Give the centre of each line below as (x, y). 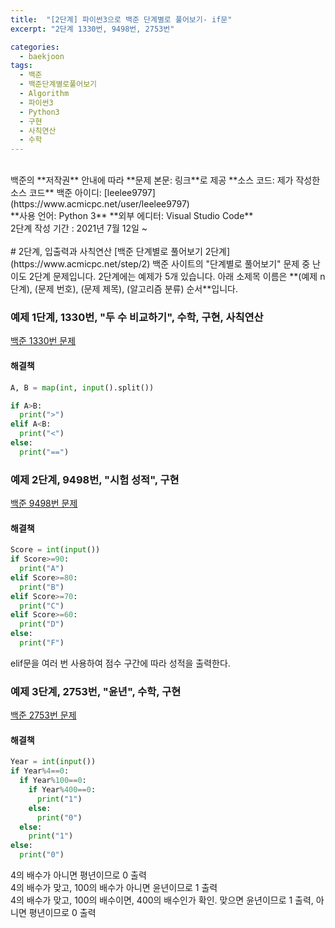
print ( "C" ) (42, 606)
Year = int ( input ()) (53, 762)
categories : (35, 47)
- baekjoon (42, 56)
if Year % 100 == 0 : (53, 781)
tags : (21, 66)
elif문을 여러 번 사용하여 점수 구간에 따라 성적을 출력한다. (120, 663)
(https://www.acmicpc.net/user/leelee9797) (100, 204)
